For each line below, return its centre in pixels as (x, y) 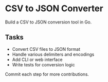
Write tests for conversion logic (44, 64)
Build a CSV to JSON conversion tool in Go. (48, 22)
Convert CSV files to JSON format (46, 49)
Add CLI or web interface (37, 60)
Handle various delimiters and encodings (53, 54)
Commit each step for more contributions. (47, 74)
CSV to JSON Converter (54, 9)
